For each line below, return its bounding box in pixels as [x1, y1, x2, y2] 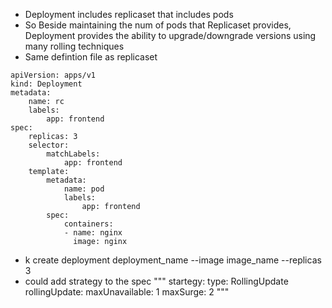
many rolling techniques [24, 40, 125, 52]
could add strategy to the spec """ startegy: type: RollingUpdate [24, 275, 289, 287]
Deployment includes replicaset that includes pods [24, 9, 234, 20]
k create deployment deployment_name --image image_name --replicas [24, 254, 322, 266]
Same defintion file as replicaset [24, 51, 158, 63]
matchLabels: [46, 149, 101, 159]
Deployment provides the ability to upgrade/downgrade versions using [24, 30, 317, 41]
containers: [63, 219, 114, 229]
